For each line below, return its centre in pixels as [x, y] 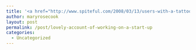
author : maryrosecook [32, 17]
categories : [20, 33]
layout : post [22, 22]
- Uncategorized [31, 38]
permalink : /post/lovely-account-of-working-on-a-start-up [79, 27]
